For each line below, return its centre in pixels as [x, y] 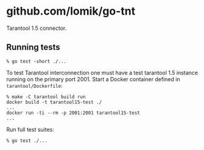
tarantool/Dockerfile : [34, 85]
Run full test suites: [30, 129]
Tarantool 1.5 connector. [37, 28]
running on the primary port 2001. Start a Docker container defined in [93, 79]
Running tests [33, 47]
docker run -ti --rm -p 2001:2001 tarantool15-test [73, 113]
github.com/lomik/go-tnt [71, 11]
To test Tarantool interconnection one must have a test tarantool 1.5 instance [102, 73]
